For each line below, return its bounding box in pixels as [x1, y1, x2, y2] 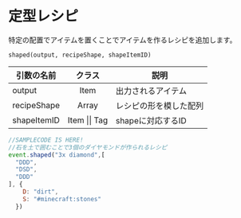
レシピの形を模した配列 [115, 100, 204, 111]
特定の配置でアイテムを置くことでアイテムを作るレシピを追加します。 [8, 35, 237, 45]
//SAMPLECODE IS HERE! [8, 136, 84, 144]
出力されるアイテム [115, 85, 188, 96]
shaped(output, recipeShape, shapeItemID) [8, 51, 152, 59]
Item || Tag [67, 115, 109, 126]
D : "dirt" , [22, 188, 59, 196]
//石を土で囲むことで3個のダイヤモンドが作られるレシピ [8, 143, 168, 151]
